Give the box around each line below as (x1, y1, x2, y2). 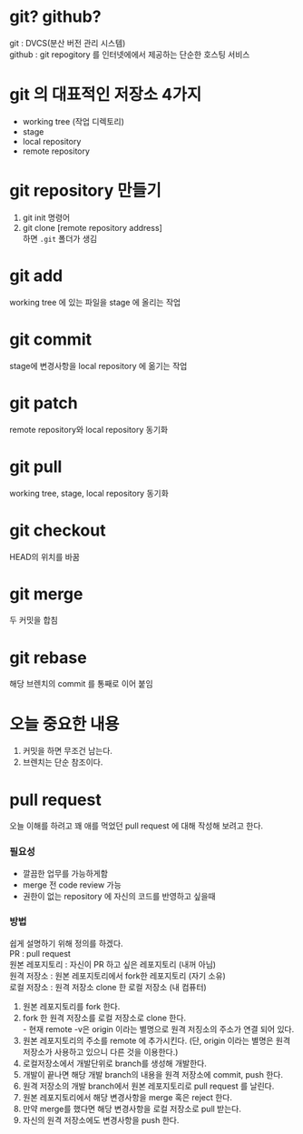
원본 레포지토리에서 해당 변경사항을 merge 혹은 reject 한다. (22, 1091, 233, 1102)
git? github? (9, 6, 102, 27)
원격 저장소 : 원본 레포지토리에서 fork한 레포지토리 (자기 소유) (9, 970, 227, 981)
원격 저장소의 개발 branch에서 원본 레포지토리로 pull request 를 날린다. (22, 1080, 275, 1091)
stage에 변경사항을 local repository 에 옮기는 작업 (9, 360, 188, 371)
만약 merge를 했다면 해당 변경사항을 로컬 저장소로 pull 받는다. (22, 1103, 242, 1114)
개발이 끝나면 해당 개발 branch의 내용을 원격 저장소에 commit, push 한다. (22, 1069, 284, 1079)
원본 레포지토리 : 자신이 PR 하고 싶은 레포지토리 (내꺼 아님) (9, 958, 216, 969)
